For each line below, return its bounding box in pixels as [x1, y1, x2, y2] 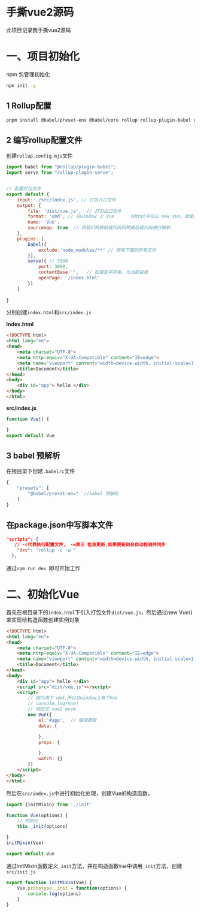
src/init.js [6, 869, 36, 875]
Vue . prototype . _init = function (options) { [17, 885, 127, 891]
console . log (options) [28, 891, 82, 897]
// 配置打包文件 [6, 186, 41, 192]
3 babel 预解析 [6, 450, 60, 460]
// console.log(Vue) [28, 701, 79, 707]
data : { [38, 723, 58, 729]
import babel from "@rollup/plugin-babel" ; [6, 164, 117, 170]
